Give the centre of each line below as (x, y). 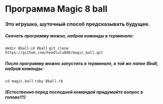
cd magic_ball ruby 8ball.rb (34, 81)
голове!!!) (15, 97)
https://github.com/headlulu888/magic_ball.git (54, 53)
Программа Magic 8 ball (56, 9)
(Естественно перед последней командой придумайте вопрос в (74, 92)
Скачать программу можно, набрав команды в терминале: (70, 35)
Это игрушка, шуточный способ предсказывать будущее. (77, 24)
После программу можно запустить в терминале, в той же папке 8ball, (82, 63)
